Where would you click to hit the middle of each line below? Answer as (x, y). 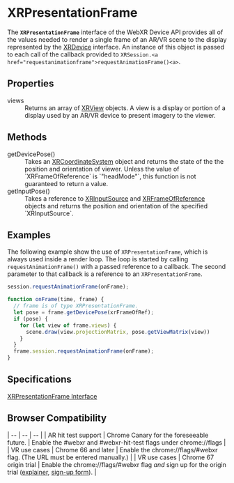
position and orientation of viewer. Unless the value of (102, 169)
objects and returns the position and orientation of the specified (116, 206)
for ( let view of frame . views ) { (68, 325)
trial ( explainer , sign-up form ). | (52, 472)
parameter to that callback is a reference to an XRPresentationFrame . (105, 274)
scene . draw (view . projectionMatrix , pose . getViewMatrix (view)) (118, 332)
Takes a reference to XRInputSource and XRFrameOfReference (115, 198)
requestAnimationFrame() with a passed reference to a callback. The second (117, 267)
